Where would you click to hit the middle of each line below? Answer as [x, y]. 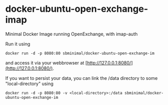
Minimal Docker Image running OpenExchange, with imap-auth [71, 34]
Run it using [18, 44]
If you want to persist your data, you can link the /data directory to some [81, 78]
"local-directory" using [29, 83]
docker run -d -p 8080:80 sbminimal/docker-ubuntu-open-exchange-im [80, 53]
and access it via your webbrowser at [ [46, 62]
